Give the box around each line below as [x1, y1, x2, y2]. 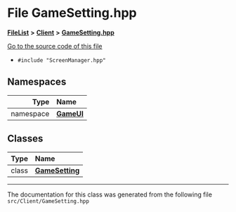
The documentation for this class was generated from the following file [7, 190, 213, 199]
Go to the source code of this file [7, 42, 103, 50]
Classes [7, 132, 44, 145]
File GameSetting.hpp [7, 5, 137, 21]
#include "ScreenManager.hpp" [17, 56, 107, 64]
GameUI [55, 108, 84, 118]
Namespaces [7, 76, 67, 88]
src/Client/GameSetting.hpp [7, 197, 90, 205]
